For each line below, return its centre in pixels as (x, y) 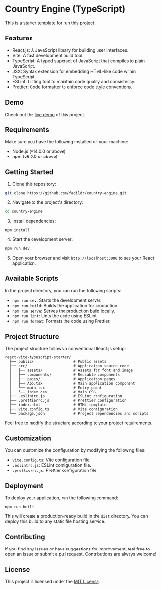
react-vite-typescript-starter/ (38, 357)
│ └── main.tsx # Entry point (56, 388)
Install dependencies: (34, 221)
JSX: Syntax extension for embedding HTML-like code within (74, 71)
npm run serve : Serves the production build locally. (64, 311)
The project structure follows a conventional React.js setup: (65, 349)
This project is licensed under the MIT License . (53, 582)
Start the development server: (43, 239)
